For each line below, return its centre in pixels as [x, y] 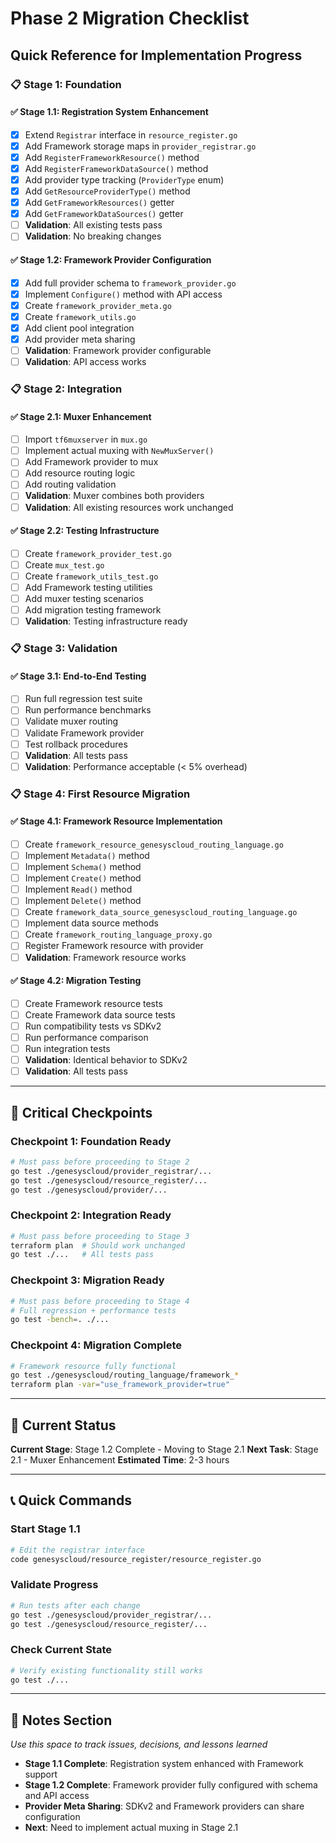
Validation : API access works [85, 361]
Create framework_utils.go [80, 316]
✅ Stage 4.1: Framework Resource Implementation [116, 821]
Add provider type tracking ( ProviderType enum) [124, 179]
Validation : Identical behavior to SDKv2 [106, 1060]
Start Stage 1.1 [45, 1529]
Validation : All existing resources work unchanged [129, 507]
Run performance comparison [86, 1037]
